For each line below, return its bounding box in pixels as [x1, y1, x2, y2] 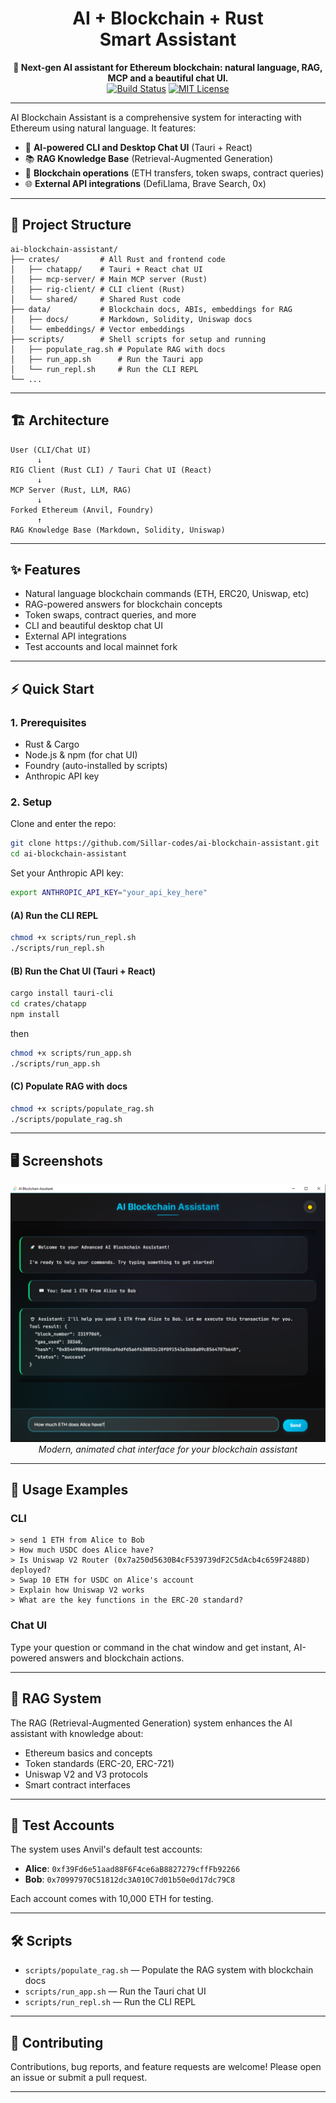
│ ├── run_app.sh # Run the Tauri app [10, 354, 203, 364]
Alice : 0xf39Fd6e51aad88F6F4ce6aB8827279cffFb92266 [24, 1863, 241, 1875]
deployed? [10, 1565, 52, 1576]
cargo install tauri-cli [10, 988, 114, 999]
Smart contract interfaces [24, 1778, 131, 1791]
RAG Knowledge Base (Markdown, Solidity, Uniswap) [10, 525, 226, 535]
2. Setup [10, 795, 53, 809]
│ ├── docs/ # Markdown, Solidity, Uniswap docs [10, 314, 253, 324]
